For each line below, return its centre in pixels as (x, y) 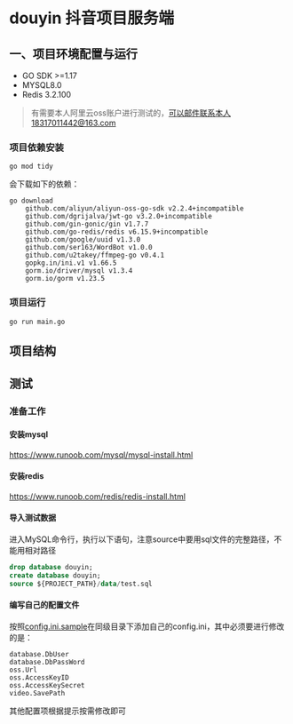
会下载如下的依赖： (44, 184)
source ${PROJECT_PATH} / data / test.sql (81, 584)
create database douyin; (55, 575)
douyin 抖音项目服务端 (92, 18)
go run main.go (37, 322)
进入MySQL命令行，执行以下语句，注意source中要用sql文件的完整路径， (142, 539)
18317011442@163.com (73, 123)
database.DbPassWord (48, 662)
